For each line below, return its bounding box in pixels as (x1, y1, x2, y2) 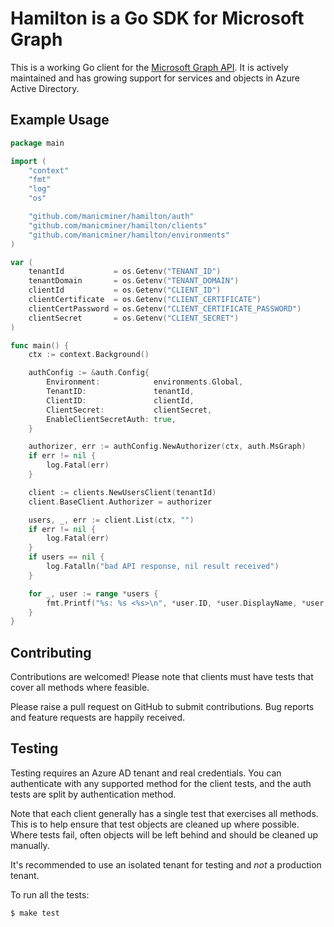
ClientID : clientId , (46, 395, 195, 406)
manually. (10, 839, 50, 851)
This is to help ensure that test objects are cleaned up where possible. (10, 818, 300, 830)
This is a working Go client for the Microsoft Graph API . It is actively (10, 61, 289, 73)
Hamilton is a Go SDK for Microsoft (10, 7, 305, 30)
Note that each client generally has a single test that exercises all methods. (10, 807, 319, 819)
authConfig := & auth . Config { (28, 368, 150, 378)
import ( (10, 156, 47, 166)
